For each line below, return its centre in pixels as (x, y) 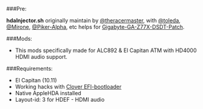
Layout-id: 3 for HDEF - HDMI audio (60, 100)
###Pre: (16, 9)
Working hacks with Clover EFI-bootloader (68, 87)
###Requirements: (29, 68)
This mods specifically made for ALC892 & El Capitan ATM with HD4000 (106, 50)
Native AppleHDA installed (48, 93)
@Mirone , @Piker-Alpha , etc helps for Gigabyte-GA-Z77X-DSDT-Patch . (95, 27)
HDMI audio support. (41, 57)
